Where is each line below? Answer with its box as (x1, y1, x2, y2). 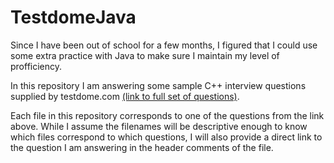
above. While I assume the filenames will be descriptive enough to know (10, 120, 308, 132)
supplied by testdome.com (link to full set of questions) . (10, 90, 240, 102)
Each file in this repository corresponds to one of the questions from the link (10, 109, 325, 121)
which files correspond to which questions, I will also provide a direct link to (10, 131, 323, 143)
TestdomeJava (10, 6, 137, 29)
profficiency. (10, 60, 63, 72)
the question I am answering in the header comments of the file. (10, 141, 274, 153)
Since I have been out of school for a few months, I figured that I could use (10, 39, 318, 51)
